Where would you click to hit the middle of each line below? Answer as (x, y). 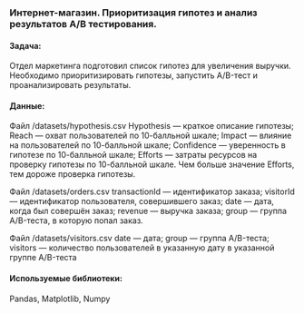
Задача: (25, 45)
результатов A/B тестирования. (83, 24)
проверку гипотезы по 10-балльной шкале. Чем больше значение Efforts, (152, 164)
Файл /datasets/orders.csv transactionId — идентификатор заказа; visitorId (152, 191)
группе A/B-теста (43, 258)
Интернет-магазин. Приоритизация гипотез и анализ (133, 13)
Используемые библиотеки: (66, 278)
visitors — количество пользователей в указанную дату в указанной (142, 248)
